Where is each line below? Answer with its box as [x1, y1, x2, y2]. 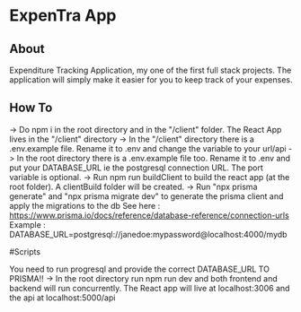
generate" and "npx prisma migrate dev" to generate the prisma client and [9, 190, 284, 202]
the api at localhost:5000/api [9, 292, 116, 303]
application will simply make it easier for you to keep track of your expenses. [9, 74, 293, 85]
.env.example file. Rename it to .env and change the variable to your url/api [9, 143, 287, 153]
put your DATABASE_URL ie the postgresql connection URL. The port [9, 162, 263, 173]
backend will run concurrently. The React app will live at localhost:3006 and [9, 282, 290, 293]
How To [9, 100, 53, 116]
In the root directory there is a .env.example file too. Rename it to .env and [16, 152, 290, 163]
